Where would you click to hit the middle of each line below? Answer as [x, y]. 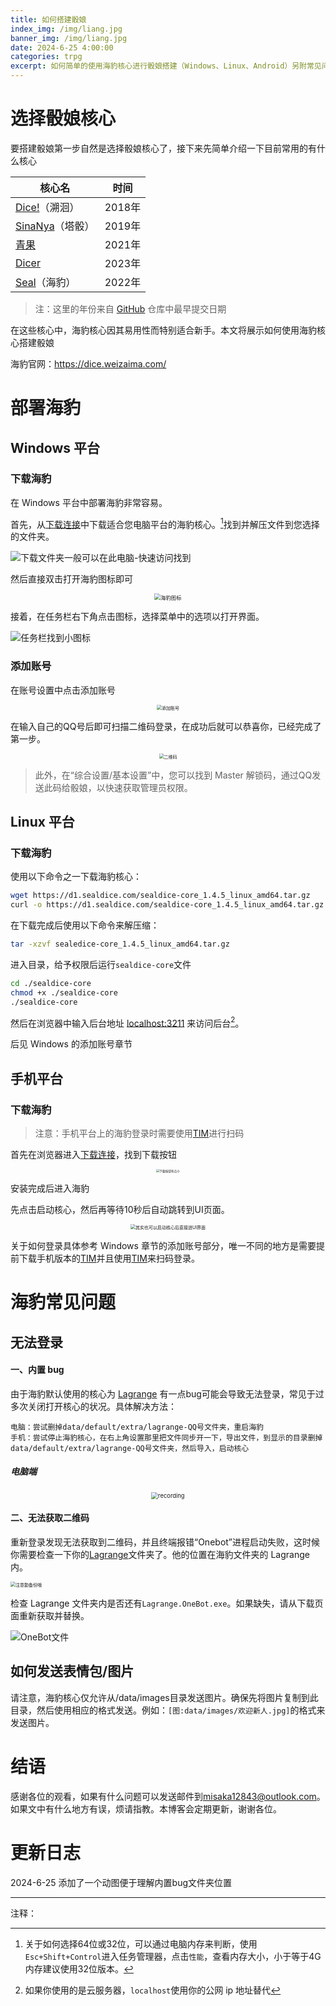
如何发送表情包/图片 [72, 1671]
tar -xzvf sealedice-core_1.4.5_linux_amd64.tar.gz [120, 944]
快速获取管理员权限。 [148, 787]
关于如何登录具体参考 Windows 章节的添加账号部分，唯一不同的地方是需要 [163, 1246]
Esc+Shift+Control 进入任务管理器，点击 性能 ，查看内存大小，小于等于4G [173, 1956]
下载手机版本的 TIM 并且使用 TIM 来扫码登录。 [109, 1258]
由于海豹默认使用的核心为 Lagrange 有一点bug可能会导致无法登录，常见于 [163, 1393]
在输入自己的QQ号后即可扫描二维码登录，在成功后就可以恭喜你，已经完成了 [166, 726]
